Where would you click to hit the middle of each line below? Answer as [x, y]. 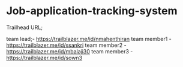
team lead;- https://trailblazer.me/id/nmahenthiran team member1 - [89, 39]
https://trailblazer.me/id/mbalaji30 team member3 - [70, 51]
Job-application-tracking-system [92, 11]
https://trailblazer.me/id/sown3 [44, 58]
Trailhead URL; [25, 27]
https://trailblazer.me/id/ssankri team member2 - [67, 45]
